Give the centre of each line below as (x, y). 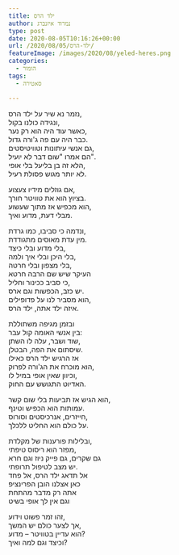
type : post (27, 31)
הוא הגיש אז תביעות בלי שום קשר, (60, 399)
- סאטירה (29, 83)
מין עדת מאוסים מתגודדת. (48, 239)
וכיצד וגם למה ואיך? (38, 542)
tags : (17, 76)
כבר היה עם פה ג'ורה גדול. (48, 139)
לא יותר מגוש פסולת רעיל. (48, 174)
